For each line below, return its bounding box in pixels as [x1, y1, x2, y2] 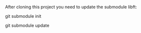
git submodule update [5, 22, 50, 28]
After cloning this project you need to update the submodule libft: [5, 4, 137, 10]
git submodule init [5, 13, 42, 19]
